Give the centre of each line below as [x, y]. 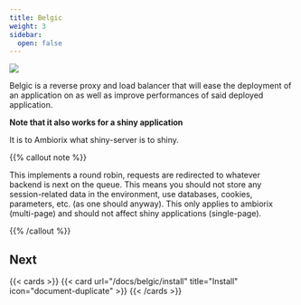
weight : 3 [28, 26]
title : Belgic [36, 18]
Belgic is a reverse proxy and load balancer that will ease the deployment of [150, 86]
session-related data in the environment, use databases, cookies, [131, 195]
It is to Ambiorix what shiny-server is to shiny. [94, 140]
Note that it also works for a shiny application [96, 122]
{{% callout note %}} [48, 157]
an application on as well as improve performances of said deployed [136, 95]
